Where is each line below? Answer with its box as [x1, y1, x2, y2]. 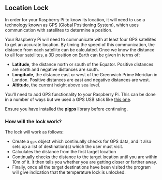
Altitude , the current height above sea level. [12, 82, 101, 88]
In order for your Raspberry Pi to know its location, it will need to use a [5, 16, 145, 22]
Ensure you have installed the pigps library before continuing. [5, 106, 128, 112]
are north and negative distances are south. [12, 66, 99, 72]
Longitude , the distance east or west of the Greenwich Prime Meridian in [12, 71, 158, 77]
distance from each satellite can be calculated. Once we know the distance [5, 47, 155, 52]
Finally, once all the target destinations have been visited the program [12, 164, 151, 170]
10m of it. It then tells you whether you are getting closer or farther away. [12, 159, 157, 165]
